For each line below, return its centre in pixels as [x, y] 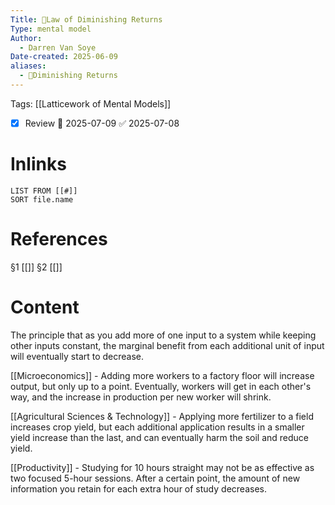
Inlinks [38, 164]
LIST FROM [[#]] [44, 191]
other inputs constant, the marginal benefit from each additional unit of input [167, 345]
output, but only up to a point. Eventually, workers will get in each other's [161, 386]
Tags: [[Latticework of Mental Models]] [91, 103]
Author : [26, 38]
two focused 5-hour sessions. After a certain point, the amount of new [155, 478]
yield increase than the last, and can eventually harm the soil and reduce [160, 437]
